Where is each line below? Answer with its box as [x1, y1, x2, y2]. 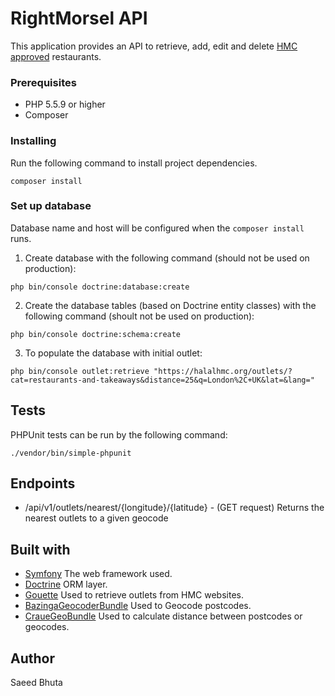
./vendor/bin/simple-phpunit [10, 448, 132, 458]
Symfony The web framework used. [24, 568, 173, 580]
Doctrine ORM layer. [24, 578, 108, 591]
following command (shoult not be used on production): [24, 310, 255, 322]
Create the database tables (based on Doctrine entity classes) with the [24, 299, 317, 311]
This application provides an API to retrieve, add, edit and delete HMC [10, 40, 298, 52]
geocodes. [24, 621, 70, 633]
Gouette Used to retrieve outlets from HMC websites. [24, 589, 244, 601]
